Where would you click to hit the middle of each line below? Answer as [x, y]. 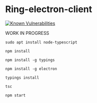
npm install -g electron [31, 69]
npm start [16, 95]
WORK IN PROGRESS [27, 33]
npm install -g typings [30, 60]
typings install [22, 78]
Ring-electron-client [49, 9]
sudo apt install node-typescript [41, 42]
